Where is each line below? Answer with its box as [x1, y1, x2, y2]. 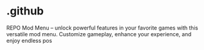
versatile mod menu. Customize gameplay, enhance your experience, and [6, 30, 192, 37]
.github [6, 4, 44, 18]
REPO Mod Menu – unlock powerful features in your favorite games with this [6, 24, 199, 31]
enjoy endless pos [6, 37, 53, 44]
